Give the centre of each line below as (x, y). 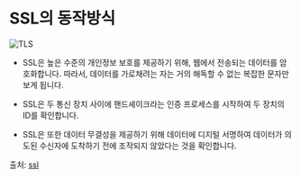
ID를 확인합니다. (50, 115)
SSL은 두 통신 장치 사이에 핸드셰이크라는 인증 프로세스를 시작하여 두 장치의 (154, 103)
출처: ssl (24, 165)
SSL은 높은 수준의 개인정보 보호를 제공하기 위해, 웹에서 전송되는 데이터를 (150, 62)
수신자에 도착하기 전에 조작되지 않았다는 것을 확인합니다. (138, 146)
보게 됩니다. (43, 85)
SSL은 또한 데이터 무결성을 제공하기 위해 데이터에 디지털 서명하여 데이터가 (152, 134)
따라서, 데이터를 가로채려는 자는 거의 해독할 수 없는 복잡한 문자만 (177, 74)
